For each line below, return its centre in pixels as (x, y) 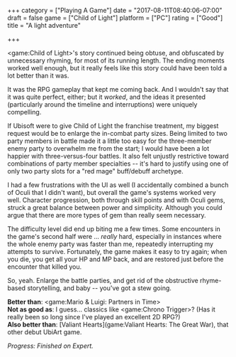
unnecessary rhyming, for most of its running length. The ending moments (116, 60)
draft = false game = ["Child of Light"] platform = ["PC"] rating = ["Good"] (115, 18)
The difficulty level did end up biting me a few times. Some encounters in (114, 229)
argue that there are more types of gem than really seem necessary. (107, 215)
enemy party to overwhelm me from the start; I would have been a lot (108, 148)
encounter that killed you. (45, 267)
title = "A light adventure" (44, 25)
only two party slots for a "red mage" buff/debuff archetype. (95, 171)
